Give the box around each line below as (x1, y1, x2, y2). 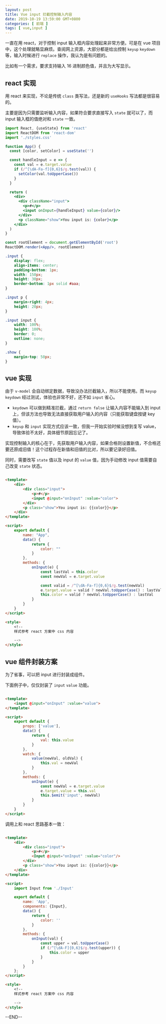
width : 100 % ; (14, 322, 41, 328)
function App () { (5, 144, 41, 149)
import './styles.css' (5, 135, 52, 140)
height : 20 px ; (14, 304, 43, 309)
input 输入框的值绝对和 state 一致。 (5, 116, 78, 122)
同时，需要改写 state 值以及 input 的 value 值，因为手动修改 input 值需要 (5, 457, 153, 463)
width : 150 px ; (14, 272, 43, 277)
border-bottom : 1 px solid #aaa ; (14, 281, 81, 286)
